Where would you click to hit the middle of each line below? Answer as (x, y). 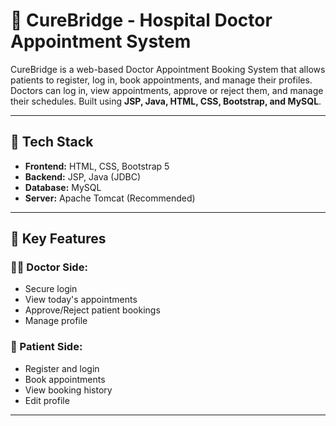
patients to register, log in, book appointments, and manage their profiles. (161, 80)
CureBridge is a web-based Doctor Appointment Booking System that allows (168, 69)
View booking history (68, 390)
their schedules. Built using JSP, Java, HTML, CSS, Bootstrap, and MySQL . (166, 101)
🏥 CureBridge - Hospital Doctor (141, 20)
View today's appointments (81, 300)
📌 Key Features (58, 239)
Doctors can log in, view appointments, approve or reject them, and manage (167, 90)
